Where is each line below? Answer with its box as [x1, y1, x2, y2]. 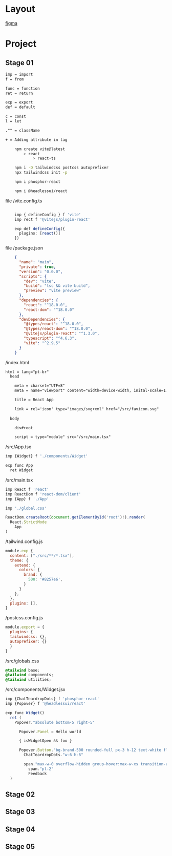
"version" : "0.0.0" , [18, 269, 63, 274]
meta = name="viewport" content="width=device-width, [14, 388, 132, 393]
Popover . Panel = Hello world [18, 729, 81, 734]
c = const [5, 114, 27, 119]
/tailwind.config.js [5, 538, 43, 545]
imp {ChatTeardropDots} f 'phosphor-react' [5, 696, 100, 702]
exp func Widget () [5, 710, 45, 715]
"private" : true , [18, 264, 56, 269]
